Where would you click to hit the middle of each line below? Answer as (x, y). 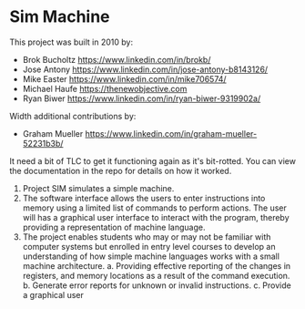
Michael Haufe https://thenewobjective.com (105, 88)
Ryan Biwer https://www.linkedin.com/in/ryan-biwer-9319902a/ (142, 98)
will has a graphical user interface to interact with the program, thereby (156, 217)
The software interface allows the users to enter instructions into (144, 198)
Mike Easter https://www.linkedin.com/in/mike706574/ (124, 78)
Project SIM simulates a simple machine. (98, 188)
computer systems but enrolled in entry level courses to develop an (149, 246)
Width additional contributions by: (73, 116)
